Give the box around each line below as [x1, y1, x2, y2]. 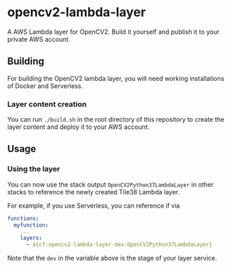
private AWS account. [7, 35, 70, 43]
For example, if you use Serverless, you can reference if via [7, 201, 180, 210]
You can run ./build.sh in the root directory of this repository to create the [7, 115, 225, 124]
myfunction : [13, 221, 49, 229]
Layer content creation [7, 99, 87, 109]
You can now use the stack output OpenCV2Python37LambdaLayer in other [7, 180, 214, 189]
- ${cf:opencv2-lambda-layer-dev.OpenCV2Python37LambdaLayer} [25, 241, 213, 249]
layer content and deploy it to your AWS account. [7, 123, 150, 131]
